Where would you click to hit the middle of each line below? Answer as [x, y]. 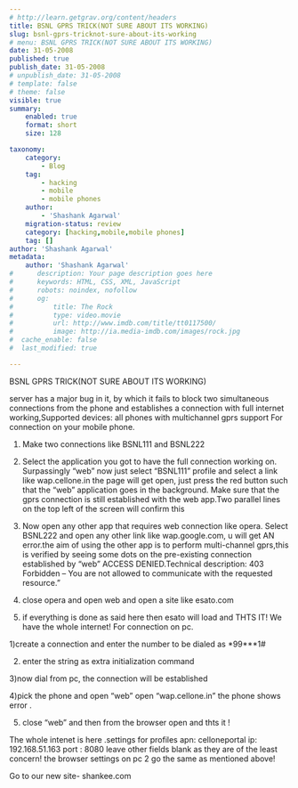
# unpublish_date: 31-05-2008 [65, 76]
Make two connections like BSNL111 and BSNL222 [113, 444]
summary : [25, 109]
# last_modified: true [53, 348]
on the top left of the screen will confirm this [103, 508]
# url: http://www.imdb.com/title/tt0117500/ [113, 323]
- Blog [53, 166]
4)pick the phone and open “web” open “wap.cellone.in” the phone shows [145, 695]
